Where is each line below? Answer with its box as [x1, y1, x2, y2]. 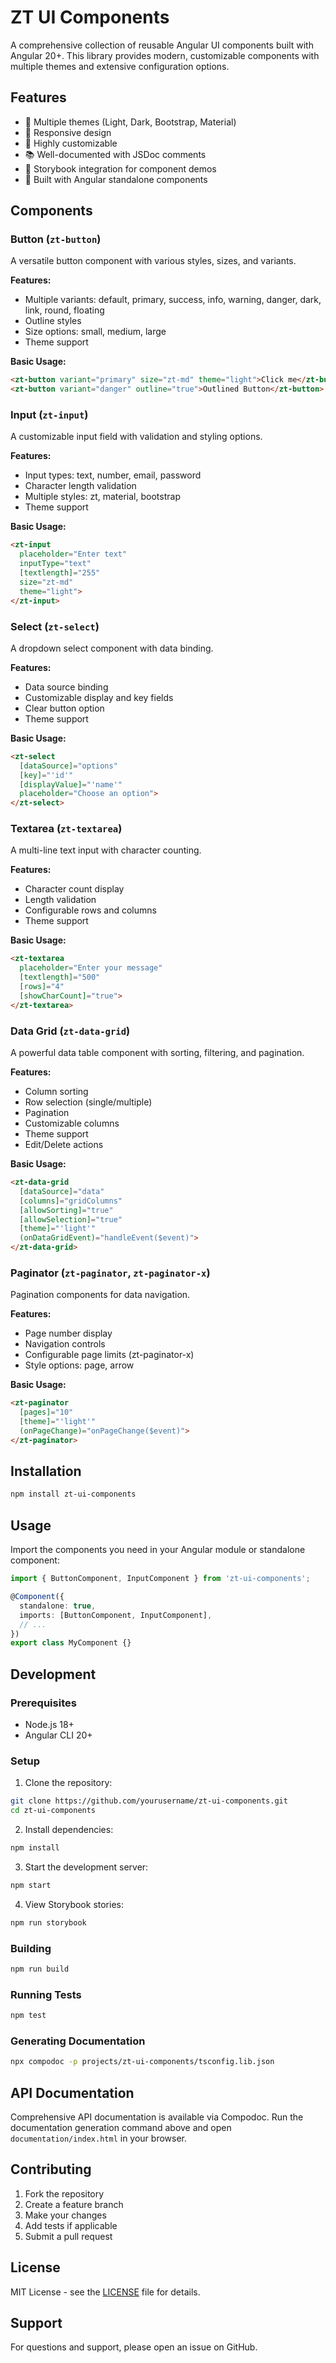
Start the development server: [24, 1861, 149, 1873]
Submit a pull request [24, 2230, 113, 2242]
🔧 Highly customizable [24, 137, 118, 149]
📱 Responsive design [24, 126, 112, 138]
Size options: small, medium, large [24, 326, 167, 338]
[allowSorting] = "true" [19, 1205, 114, 1215]
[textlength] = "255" [19, 568, 101, 578]
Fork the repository [24, 2187, 105, 2200]
